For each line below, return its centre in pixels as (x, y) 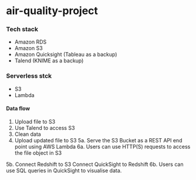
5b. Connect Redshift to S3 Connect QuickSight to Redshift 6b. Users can (95, 164)
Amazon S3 (28, 48)
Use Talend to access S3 (45, 128)
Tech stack (22, 29)
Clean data (28, 134)
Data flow (18, 109)
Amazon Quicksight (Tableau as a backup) (66, 55)
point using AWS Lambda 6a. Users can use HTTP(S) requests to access (102, 146)
